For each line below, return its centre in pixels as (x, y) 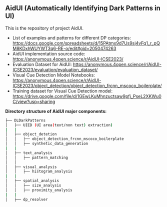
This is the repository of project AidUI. (44, 28)
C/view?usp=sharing (34, 101)
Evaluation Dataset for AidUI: (42, 64)
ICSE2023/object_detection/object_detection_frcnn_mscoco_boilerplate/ (87, 85)
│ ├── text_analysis (29, 153)
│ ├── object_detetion (31, 134)
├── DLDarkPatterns (25, 120)
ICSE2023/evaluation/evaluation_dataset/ (55, 69)
